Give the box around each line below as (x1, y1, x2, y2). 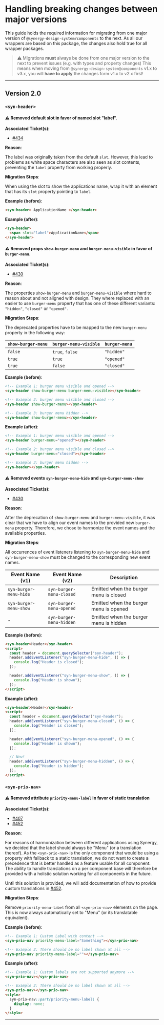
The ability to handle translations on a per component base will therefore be (5, 865, 158, 871)
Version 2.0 (5, 89, 41, 98)
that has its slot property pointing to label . (5, 189, 92, 195)
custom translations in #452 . (5, 885, 62, 891)
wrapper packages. (5, 45, 44, 51)
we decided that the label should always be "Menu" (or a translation (5, 845, 142, 851)
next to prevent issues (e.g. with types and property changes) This (17, 60, 151, 66)
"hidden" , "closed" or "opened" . (5, 305, 68, 311)
